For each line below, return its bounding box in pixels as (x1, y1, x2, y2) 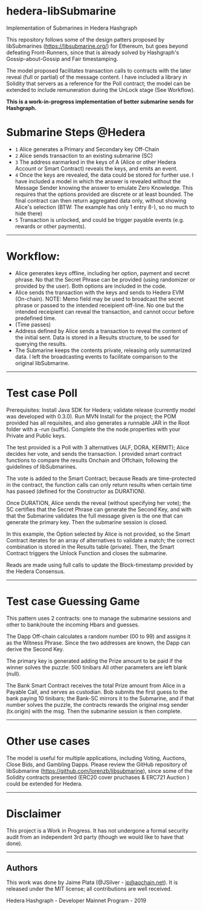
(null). (6, 670, 21, 677)
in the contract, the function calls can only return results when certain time (6, 481, 192, 488)
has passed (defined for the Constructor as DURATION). (6, 487, 146, 495)
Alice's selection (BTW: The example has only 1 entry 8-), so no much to (14, 203, 195, 210)
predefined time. (14, 314, 57, 322)
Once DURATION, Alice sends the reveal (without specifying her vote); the (6, 499, 191, 506)
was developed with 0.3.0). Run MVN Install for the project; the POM (6, 412, 176, 420)
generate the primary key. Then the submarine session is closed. (6, 518, 168, 525)
